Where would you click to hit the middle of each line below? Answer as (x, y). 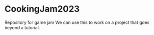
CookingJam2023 (42, 9)
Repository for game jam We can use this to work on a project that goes (77, 22)
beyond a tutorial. (22, 27)
